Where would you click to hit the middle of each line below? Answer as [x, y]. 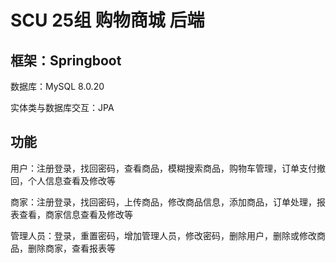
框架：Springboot [66, 60]
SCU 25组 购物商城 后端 [107, 20]
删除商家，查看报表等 [71, 248]
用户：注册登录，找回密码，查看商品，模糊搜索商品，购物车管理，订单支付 [163, 168]
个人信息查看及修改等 [71, 180]
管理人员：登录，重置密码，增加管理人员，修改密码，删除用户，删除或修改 [163, 235]
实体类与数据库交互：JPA [62, 107]
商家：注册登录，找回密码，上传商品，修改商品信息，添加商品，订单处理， [163, 202]
